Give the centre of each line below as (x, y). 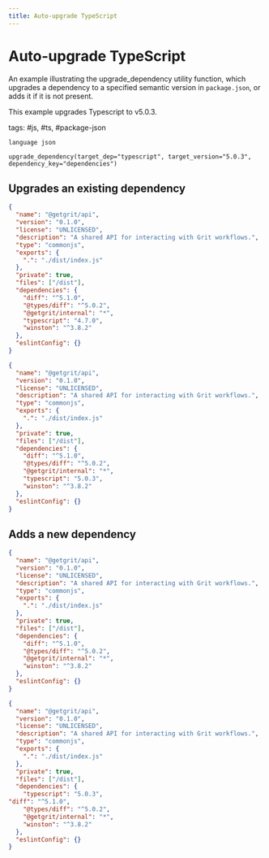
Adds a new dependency (72, 534)
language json (32, 142)
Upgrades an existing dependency (97, 188)
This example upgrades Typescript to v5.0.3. (83, 111)
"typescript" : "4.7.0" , (63, 321)
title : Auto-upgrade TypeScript (63, 16)
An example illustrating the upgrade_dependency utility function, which (127, 79)
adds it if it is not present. (51, 96)
